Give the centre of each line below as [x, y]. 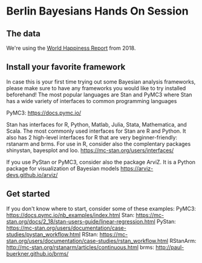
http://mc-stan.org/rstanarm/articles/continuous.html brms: [80, 247]
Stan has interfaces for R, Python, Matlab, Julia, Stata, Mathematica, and [97, 124]
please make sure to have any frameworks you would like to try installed [96, 88]
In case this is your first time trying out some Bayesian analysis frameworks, [101, 82]
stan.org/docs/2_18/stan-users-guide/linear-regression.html [81, 221]
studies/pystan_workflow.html [43, 234]
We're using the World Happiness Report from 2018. [71, 48]
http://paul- [170, 247]
